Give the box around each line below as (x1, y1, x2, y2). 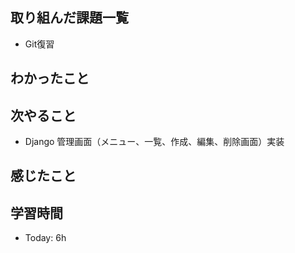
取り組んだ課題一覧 (10, 9, 129, 27)
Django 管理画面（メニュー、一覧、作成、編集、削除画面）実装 (24, 136, 285, 148)
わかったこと (10, 70, 90, 87)
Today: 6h (24, 232, 67, 244)
